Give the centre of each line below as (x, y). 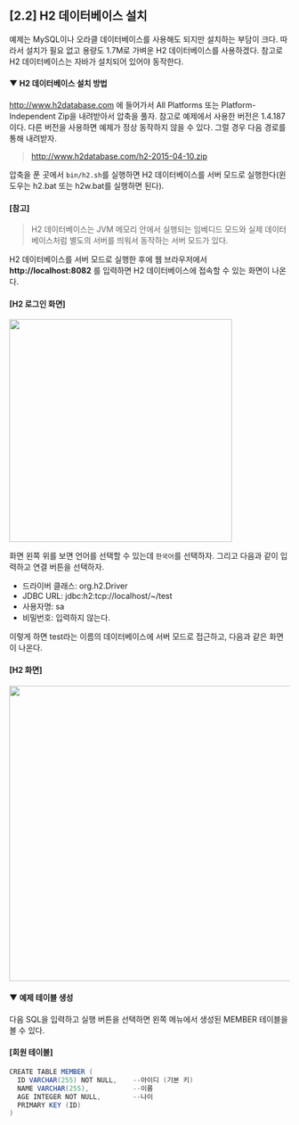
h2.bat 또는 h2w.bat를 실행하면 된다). (98, 186)
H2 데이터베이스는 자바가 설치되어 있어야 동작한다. (97, 62)
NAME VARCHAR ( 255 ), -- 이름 (85, 1088)
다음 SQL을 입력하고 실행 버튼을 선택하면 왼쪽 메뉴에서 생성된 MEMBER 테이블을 (149, 1019)
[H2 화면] (26, 670)
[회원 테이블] (31, 1052)
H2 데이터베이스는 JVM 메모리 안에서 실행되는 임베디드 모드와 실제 (147, 229)
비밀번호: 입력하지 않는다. (66, 618)
